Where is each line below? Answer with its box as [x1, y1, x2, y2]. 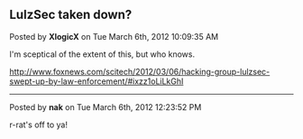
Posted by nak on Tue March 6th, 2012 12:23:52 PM [9, 101, 202, 112]
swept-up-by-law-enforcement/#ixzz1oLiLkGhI [9, 76, 184, 87]
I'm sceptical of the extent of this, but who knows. [9, 49, 196, 60]
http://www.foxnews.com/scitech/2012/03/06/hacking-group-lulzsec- [9, 66, 271, 77]
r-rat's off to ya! [9, 119, 69, 130]
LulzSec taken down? [9, 7, 133, 23]
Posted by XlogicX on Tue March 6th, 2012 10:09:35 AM [9, 31, 219, 42]
